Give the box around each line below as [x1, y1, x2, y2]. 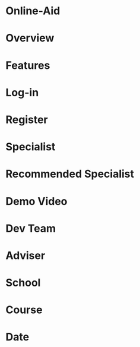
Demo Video [5, 194, 68, 208]
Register [5, 113, 48, 126]
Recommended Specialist [5, 168, 135, 181]
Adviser [5, 248, 46, 262]
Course [5, 303, 43, 317]
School [5, 276, 41, 289]
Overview [5, 31, 55, 45]
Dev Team [5, 222, 56, 235]
